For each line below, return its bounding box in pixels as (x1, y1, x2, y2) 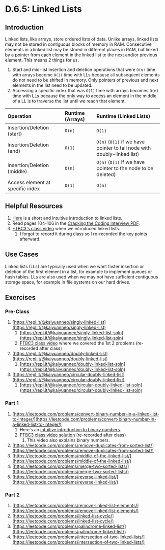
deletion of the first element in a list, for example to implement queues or (5, 269, 152, 275)
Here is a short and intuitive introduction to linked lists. (12, 215, 123, 221)
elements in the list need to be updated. (12, 82, 93, 88)
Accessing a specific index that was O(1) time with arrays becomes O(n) (12, 88, 159, 93)
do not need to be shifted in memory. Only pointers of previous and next (12, 77, 159, 83)
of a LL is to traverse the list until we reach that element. (12, 98, 126, 104)
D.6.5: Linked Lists (5, 3, 82, 15)
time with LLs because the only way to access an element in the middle (12, 93, 157, 99)
